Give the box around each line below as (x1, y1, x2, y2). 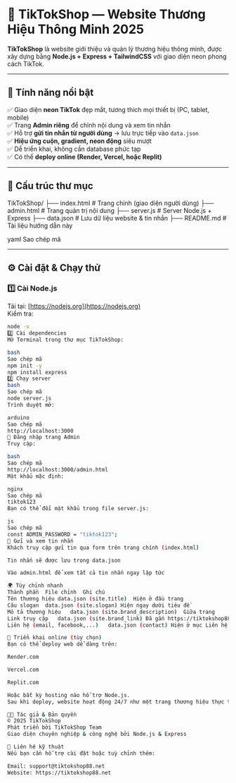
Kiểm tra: (7, 309, 34, 318)
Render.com (7, 653, 39, 661)
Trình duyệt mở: (7, 401, 55, 408)
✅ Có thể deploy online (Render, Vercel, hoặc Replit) (7, 152, 162, 161)
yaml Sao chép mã (7, 235, 61, 243)
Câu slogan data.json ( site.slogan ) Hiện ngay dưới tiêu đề (7, 602, 190, 609)
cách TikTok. (7, 59, 44, 68)
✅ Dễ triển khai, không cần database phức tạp (7, 144, 141, 153)
